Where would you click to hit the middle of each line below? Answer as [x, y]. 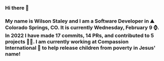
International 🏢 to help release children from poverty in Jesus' [80, 48]
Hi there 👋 [17, 8]
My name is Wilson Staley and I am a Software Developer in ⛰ [80, 21]
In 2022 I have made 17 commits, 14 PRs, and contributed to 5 [80, 35]
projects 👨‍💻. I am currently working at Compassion [67, 41]
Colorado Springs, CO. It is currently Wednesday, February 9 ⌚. [82, 28]
